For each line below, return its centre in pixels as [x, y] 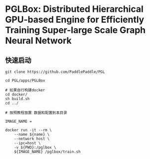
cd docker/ [16, 95]
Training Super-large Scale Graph [75, 30]
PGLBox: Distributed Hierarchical [74, 9]
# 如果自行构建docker [25, 90]
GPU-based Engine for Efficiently [75, 20]
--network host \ [32, 139]
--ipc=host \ [27, 143]
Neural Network [38, 41]
